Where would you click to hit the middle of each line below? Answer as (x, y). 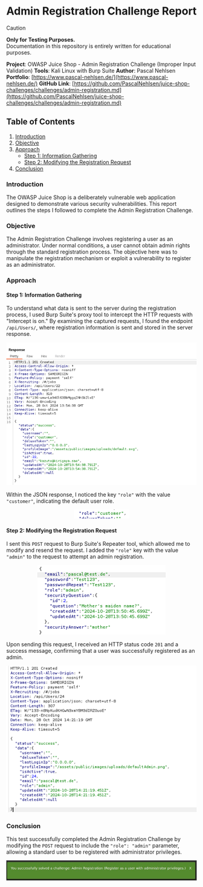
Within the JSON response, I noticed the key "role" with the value (89, 494)
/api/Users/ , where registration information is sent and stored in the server (100, 327)
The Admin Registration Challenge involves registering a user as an (90, 239)
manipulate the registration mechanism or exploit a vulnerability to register (99, 258)
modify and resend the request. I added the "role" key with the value (92, 550)
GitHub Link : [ (56, 83)
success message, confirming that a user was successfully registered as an (101, 651)
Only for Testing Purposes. (41, 39)
